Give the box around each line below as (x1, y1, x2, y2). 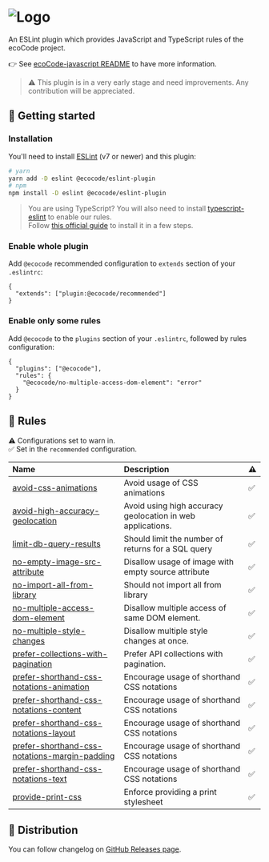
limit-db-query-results (12, 538, 102, 549)
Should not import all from (123, 579, 222, 590)
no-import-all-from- (12, 579, 94, 590)
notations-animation (12, 681, 90, 692)
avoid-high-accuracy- (12, 505, 100, 516)
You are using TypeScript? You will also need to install (27, 204, 207, 214)
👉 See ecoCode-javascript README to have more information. (8, 58, 218, 68)
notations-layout (12, 727, 76, 738)
